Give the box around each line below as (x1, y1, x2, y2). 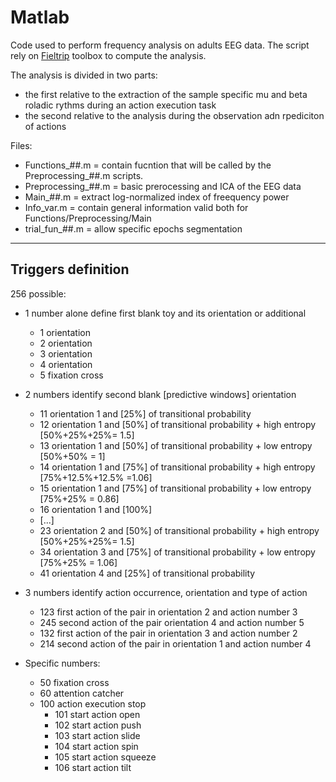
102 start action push (54, 719, 142, 731)
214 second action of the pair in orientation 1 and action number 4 (39, 637, 312, 650)
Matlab (10, 6, 70, 29)
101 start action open (54, 708, 141, 720)
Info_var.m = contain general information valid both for (24, 201, 249, 213)
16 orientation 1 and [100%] (39, 503, 153, 515)
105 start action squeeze (54, 751, 157, 763)
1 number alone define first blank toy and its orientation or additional (24, 307, 307, 319)
